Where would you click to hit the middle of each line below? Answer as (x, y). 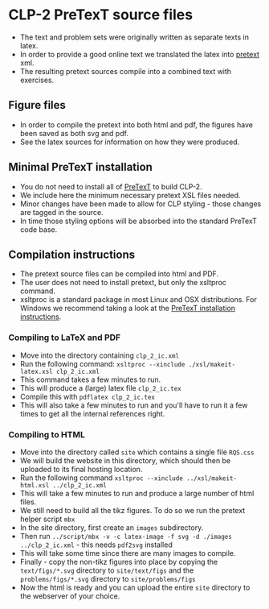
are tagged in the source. (62, 212)
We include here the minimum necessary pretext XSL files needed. (130, 195)
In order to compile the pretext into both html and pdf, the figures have (136, 124)
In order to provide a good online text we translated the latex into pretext (139, 54)
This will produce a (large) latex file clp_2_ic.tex (101, 387)
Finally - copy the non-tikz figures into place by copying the (119, 561)
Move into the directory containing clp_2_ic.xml (99, 355)
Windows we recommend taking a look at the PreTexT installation (127, 309)
